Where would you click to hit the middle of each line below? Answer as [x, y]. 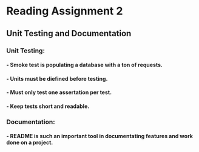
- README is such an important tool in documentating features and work [99, 136]
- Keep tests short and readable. [48, 106]
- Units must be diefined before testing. [57, 78]
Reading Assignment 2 [65, 11]
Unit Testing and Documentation [69, 33]
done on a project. [30, 142]
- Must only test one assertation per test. [59, 92]
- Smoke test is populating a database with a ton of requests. [84, 65]
